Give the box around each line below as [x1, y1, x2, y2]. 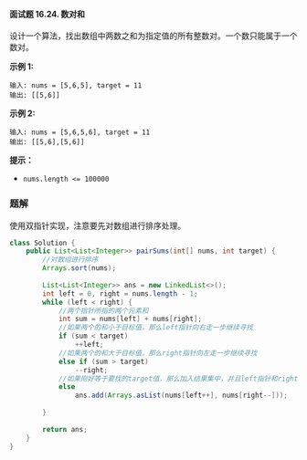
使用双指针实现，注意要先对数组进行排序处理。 [9, 220, 185, 231]
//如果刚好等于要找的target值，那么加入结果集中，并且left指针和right [58, 374, 299, 383]
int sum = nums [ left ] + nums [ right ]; [58, 315, 203, 324]
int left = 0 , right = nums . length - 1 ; [42, 288, 198, 298]
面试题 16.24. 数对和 [9, 8, 85, 19]
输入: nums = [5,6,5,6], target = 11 [9, 128, 151, 137]
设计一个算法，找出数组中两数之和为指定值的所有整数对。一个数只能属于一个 [9, 30, 298, 41]
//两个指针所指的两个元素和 [58, 306, 149, 315]
